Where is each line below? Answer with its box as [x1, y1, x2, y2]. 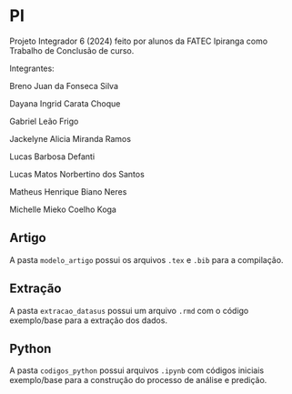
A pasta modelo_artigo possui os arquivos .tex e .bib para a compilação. [9, 254, 284, 265]
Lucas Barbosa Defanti [9, 151, 96, 162]
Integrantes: [9, 63, 55, 74]
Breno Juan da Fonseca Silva [9, 80, 119, 91]
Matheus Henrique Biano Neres [9, 186, 127, 197]
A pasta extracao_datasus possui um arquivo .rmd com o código [9, 305, 249, 316]
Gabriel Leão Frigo [9, 116, 79, 126]
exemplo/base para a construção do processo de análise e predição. [9, 375, 267, 386]
